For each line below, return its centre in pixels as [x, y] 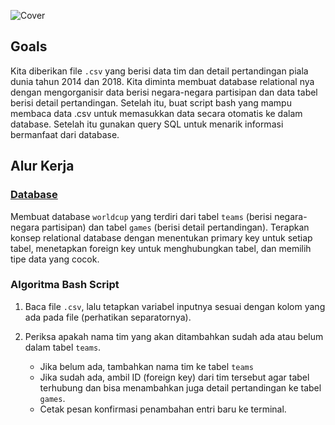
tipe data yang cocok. [55, 259]
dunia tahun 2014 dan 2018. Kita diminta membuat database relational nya [162, 81]
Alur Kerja [42, 166]
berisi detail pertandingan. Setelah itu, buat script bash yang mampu [151, 102]
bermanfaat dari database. [65, 134]
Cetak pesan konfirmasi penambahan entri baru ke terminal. [163, 409]
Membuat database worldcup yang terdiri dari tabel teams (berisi [141, 216]
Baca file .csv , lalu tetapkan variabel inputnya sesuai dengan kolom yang [175, 306]
